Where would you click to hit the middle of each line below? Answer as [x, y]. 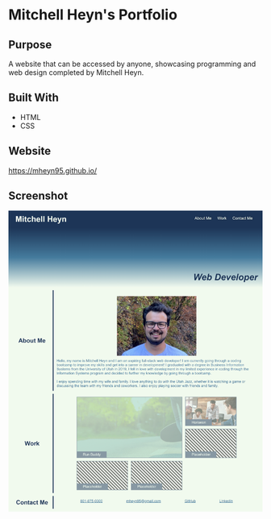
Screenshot [38, 196]
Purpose [30, 45]
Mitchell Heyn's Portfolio [93, 15]
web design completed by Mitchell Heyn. [76, 73]
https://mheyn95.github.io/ [53, 170]
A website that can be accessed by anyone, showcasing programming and [132, 64]
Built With [33, 98]
